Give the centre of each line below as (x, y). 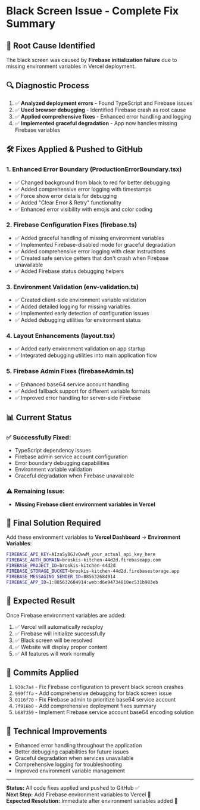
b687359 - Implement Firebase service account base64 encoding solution (104, 712)
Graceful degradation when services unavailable (74, 758)
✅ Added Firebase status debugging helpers (69, 271)
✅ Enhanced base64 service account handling (72, 384)
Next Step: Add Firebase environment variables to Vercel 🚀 (79, 795)
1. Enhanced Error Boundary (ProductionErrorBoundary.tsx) (94, 169)
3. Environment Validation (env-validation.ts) (72, 287)
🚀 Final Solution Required (54, 523)
